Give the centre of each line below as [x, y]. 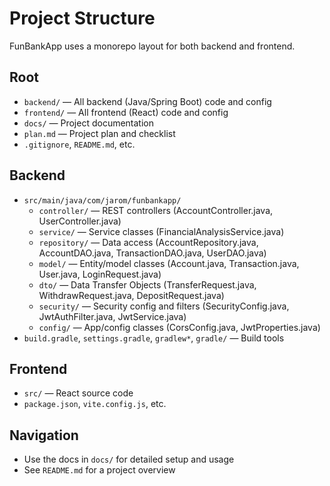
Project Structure [82, 18]
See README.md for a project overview [99, 470]
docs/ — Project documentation [88, 123]
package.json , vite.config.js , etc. [95, 404]
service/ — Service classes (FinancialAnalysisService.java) [161, 231]
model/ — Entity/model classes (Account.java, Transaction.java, [169, 263]
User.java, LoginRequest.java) [100, 274]
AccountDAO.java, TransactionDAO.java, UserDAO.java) [152, 253]
